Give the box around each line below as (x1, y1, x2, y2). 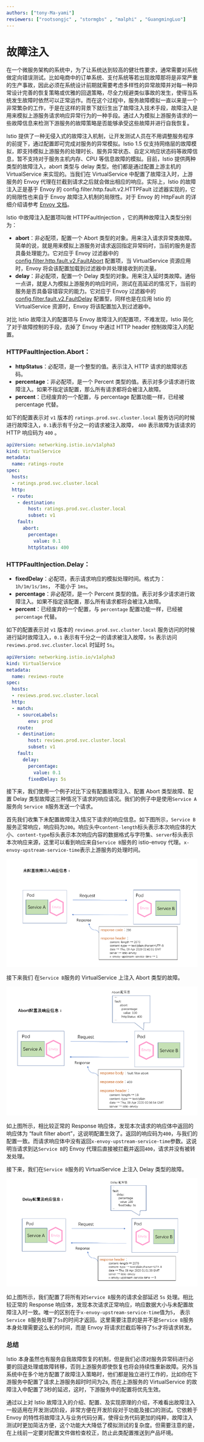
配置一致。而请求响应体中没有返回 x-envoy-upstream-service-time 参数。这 (6, 1138, 192, 1145)
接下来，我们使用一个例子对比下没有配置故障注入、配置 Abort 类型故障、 (6, 788, 188, 795)
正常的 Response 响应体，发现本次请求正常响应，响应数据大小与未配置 (11, 1301, 189, 1308)
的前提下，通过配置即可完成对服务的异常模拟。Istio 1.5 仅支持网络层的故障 (6, 140, 192, 147)
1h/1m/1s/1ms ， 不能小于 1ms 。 (15, 582, 92, 590)
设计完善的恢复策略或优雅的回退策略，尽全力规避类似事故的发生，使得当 (11, 89, 192, 97)
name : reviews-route (12, 673, 64, 680)
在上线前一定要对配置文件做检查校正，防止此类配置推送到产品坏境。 (6, 1429, 177, 1436)
